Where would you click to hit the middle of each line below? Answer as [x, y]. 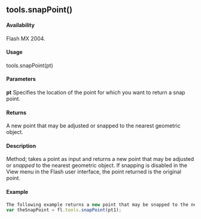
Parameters [21, 79]
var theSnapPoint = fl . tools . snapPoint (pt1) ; [64, 210]
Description [21, 145]
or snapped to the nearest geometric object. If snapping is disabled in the [97, 165]
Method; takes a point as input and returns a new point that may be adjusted [100, 159]
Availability [20, 25]
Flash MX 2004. [26, 38]
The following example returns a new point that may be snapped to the [97, 205]
